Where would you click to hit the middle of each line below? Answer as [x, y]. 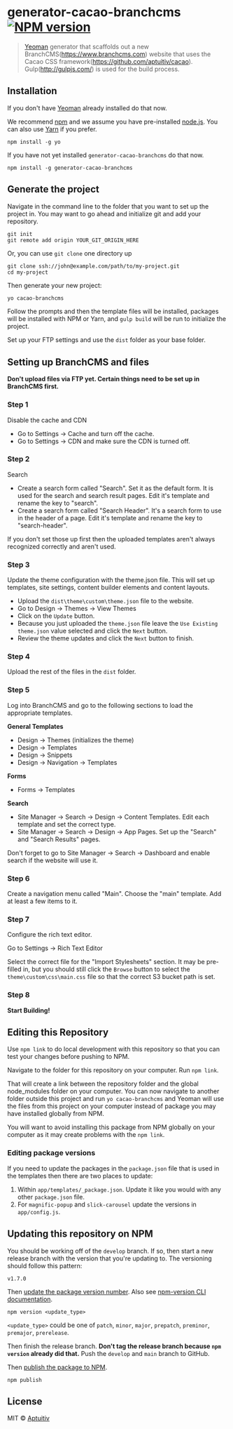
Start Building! [29, 1010]
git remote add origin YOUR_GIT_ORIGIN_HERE [73, 240]
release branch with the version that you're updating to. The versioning [110, 1258]
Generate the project [53, 189]
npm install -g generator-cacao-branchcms [70, 168]
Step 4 [19, 657]
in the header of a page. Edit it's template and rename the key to [110, 518]
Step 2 [19, 459]
